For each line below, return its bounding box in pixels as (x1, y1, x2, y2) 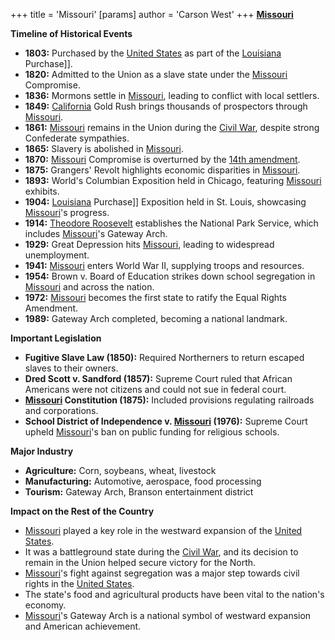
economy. (24, 599, 67, 611)
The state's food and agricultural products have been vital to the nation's (24, 589, 325, 600)
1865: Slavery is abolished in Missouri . (24, 143, 185, 154)
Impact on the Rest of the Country (10, 505, 155, 517)
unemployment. (24, 249, 90, 261)
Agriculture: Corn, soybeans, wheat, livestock (24, 465, 217, 476)
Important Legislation (10, 332, 102, 344)
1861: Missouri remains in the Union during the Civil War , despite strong (24, 122, 320, 133)
